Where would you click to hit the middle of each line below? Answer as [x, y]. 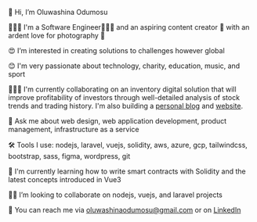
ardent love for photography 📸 [57, 36]
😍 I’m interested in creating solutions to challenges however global [116, 50]
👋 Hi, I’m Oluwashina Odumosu [58, 12]
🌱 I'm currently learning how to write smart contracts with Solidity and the [127, 171]
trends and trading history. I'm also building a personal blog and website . [126, 106]
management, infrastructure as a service [74, 129]
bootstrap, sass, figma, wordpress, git [69, 156]
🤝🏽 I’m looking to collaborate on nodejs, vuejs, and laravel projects [116, 195]
